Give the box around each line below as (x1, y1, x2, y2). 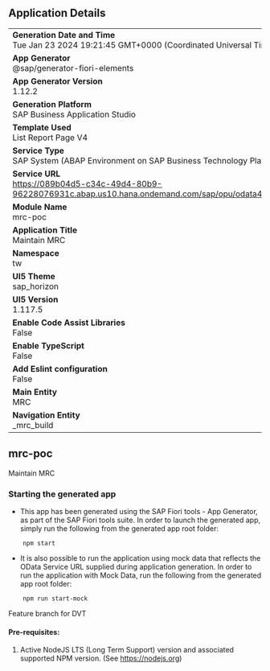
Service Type (12, 145, 64, 156)
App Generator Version (12, 76, 103, 87)
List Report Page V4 (12, 132, 88, 143)
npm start (22, 539, 56, 547)
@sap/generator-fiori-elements (12, 62, 134, 73)
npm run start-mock (22, 595, 88, 603)
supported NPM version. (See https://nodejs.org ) (19, 653, 182, 663)
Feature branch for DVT (8, 608, 87, 618)
